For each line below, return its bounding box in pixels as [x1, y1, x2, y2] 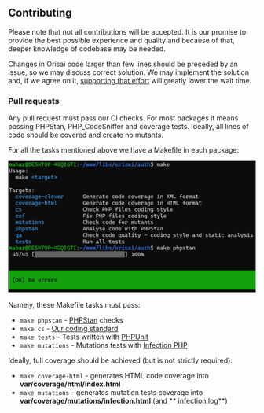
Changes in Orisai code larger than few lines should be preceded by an [8, 59, 238, 68]
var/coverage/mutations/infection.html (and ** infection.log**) [19, 396, 228, 406]
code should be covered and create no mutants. [8, 130, 163, 140]
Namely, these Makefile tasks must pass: [8, 301, 141, 310]
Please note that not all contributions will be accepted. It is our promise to [8, 27, 247, 36]
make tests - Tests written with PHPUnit [19, 332, 149, 341]
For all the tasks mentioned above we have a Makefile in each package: [8, 146, 240, 155]
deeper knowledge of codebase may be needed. [8, 43, 167, 53]
